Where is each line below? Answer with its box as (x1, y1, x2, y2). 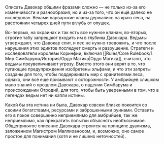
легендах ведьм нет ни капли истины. (5, 92, 85, 98)
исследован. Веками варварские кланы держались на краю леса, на (5, 15, 151, 20)
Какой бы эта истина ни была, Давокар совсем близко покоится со (5, 102, 148, 108)
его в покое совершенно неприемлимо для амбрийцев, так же (5, 112, 138, 118)
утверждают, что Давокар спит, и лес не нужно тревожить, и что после (5, 40, 157, 46)
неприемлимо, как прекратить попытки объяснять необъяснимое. (5, 118, 146, 123)
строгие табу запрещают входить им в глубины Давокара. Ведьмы (5, 35, 147, 40)
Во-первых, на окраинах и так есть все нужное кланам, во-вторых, (5, 30, 148, 35)
